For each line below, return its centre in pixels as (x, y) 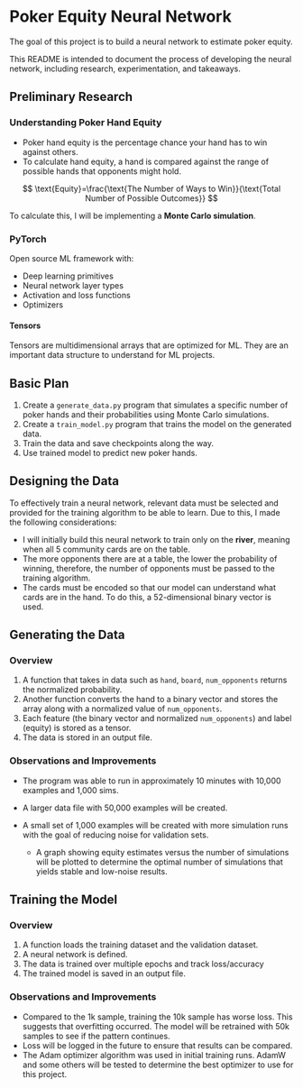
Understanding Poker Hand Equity (86, 123)
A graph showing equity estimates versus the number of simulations (162, 852)
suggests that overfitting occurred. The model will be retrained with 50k (156, 1026)
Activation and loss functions (76, 295)
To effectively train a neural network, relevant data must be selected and (144, 503)
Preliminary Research (71, 97)
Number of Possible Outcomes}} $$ (151, 198)
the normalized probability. (72, 690)
